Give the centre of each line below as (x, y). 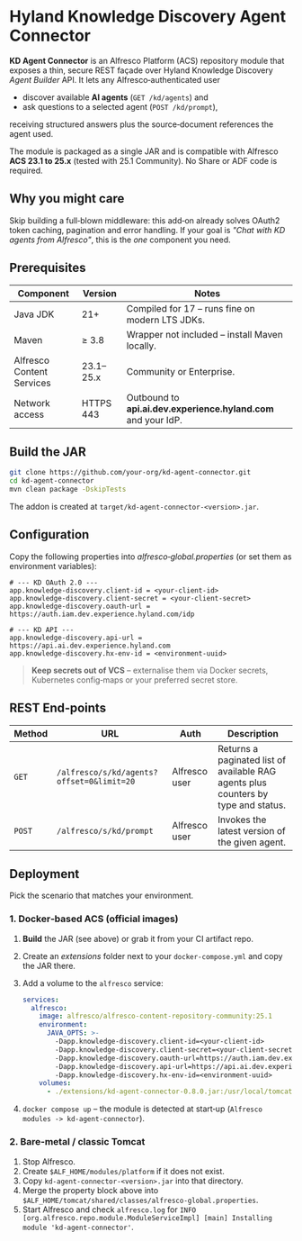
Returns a (238, 748)
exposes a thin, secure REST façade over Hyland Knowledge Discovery (142, 70)
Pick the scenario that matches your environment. (102, 896)
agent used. (31, 133)
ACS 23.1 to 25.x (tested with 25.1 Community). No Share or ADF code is (143, 160)
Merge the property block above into (90, 1190)
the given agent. (252, 842)
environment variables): (53, 566)
